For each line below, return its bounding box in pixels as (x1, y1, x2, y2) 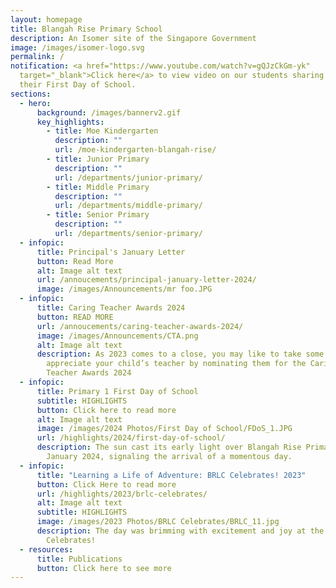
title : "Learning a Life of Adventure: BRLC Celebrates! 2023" (36, 470, 307, 480)
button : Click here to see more (36, 563, 172, 573)
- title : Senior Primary (46, 210, 150, 220)
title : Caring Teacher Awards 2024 (36, 303, 186, 313)
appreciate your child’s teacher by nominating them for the (46, 359, 307, 369)
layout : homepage (10, 14, 83, 25)
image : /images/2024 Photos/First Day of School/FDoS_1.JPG (36, 424, 293, 434)
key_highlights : (36, 117, 105, 127)
